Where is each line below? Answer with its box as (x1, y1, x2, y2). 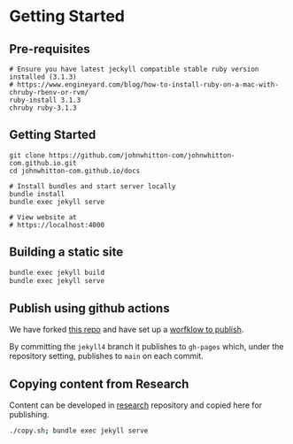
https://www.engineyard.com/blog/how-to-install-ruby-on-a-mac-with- (17, 80, 279, 89)
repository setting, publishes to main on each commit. (9, 351, 204, 362)
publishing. (9, 410, 50, 419)
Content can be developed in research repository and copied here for (9, 400, 263, 410)
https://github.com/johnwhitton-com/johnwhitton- (48, 150, 236, 160)
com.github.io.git (9, 158, 77, 167)
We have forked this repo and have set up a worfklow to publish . (9, 325, 244, 335)
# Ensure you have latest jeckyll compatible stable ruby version (9, 65, 259, 73)
